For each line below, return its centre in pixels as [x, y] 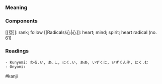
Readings [17, 51]
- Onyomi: [16, 66]
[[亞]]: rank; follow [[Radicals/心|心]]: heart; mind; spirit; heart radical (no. [81, 32]
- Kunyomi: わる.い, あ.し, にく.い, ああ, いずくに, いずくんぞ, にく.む [77, 62]
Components [21, 20]
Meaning [16, 7]
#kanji [12, 76]
